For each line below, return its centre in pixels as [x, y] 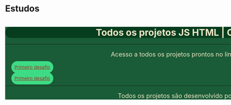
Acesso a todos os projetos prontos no [167, 54]
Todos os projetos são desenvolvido [170, 96]
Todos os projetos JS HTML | [160, 33]
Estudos [22, 9]
